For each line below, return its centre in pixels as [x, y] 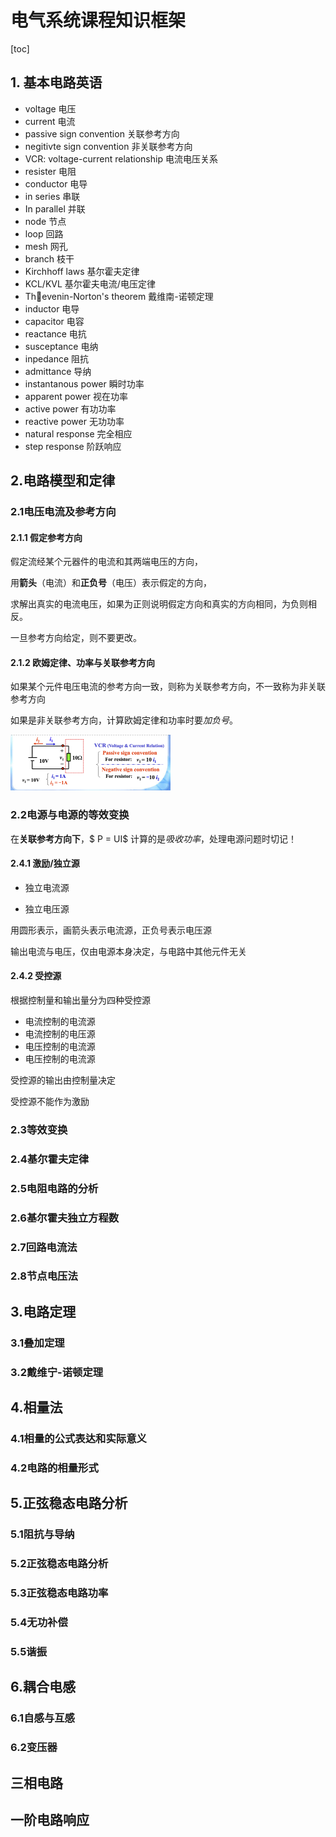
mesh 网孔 [46, 246]
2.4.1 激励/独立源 [45, 863]
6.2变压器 [34, 1748]
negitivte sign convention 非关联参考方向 [108, 146]
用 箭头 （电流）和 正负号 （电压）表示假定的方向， [111, 583]
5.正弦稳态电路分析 [69, 1503]
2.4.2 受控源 [36, 976]
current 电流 [50, 121]
